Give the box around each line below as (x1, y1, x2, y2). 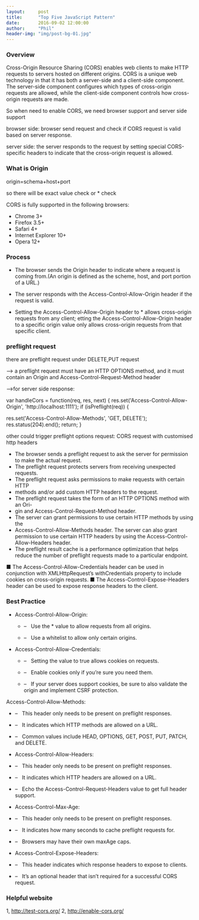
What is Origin (6, 165, 49, 173)
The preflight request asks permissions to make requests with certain (14, 476, 185, 483)
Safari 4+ (14, 225, 38, 233)
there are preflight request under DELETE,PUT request (6, 356, 140, 363)
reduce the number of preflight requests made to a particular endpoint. (14, 552, 189, 559)
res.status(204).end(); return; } (6, 421, 82, 428)
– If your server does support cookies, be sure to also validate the (23, 680, 188, 687)
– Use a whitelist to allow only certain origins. (23, 634, 138, 641)
